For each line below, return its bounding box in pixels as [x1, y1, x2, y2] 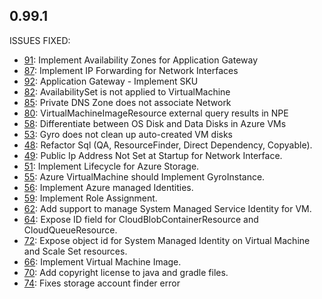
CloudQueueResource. [23, 224, 118, 236]
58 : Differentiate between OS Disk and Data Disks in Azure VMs [23, 117, 287, 129]
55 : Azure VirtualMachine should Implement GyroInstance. [23, 170, 266, 183]
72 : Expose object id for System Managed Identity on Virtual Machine [23, 234, 311, 246]
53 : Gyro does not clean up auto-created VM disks [23, 128, 233, 140]
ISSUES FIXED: [9, 34, 71, 46]
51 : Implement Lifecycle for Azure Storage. [23, 160, 200, 172]
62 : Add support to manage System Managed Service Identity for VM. [23, 202, 312, 214]
